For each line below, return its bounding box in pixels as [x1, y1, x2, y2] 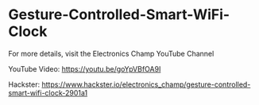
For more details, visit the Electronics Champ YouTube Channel [8, 49, 215, 58]
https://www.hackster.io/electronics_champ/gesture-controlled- [41, 80, 251, 89]
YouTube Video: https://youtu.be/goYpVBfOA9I [8, 64, 161, 73]
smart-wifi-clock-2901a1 [8, 87, 88, 97]
